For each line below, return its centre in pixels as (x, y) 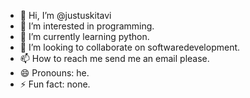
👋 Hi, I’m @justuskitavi (65, 15)
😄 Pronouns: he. (54, 73)
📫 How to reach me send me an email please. (114, 58)
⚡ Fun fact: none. (55, 84)
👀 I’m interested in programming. (87, 26)
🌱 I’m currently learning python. (84, 36)
